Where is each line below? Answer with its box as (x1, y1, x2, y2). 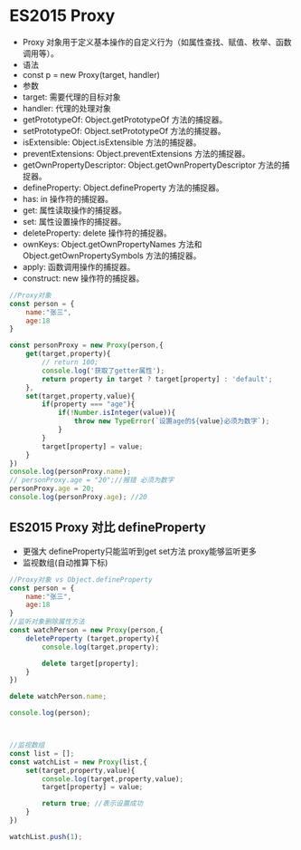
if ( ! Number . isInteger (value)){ (57, 409, 176, 418)
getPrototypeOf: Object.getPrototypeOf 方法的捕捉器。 (22, 114, 228, 125)
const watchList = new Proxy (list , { (9, 758, 147, 767)
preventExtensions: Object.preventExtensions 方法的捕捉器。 (22, 148, 250, 159)
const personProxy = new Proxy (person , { (9, 341, 165, 350)
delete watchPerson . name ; (9, 692, 107, 701)
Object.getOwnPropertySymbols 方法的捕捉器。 (22, 250, 202, 261)
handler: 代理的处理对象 (22, 102, 111, 113)
